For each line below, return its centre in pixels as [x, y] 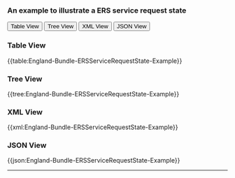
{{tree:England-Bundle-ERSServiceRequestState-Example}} [93, 94]
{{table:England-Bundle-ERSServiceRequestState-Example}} [95, 61]
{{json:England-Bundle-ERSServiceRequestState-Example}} [94, 161]
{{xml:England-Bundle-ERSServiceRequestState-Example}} [93, 127]
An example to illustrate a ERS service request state [97, 10]
